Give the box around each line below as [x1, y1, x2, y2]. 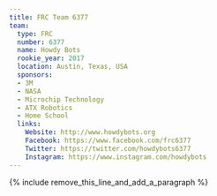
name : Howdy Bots [17, 46, 81, 55]
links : [17, 120, 41, 129]
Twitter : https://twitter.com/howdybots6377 [25, 144, 191, 153]
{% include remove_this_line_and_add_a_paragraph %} [9, 177, 209, 187]
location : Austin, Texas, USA [17, 63, 128, 72]
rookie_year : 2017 [17, 54, 86, 63]
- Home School [17, 111, 69, 120]
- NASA [17, 87, 41, 95]
